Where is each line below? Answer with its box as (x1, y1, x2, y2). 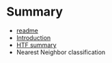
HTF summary (16, 41, 57, 49)
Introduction (16, 33, 51, 41)
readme (16, 26, 38, 35)
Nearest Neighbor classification (16, 48, 106, 56)
